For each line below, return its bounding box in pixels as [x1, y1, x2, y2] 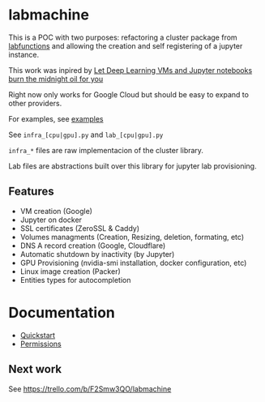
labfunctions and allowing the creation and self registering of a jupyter [8, 41, 243, 50]
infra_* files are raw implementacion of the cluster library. [8, 145, 204, 155]
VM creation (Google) [19, 206, 93, 216]
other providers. [8, 98, 62, 108]
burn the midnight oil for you [8, 74, 104, 83]
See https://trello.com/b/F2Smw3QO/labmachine [8, 383, 172, 394]
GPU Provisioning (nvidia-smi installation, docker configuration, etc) [19, 258, 247, 267]
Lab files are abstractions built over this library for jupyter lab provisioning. [8, 160, 257, 171]
